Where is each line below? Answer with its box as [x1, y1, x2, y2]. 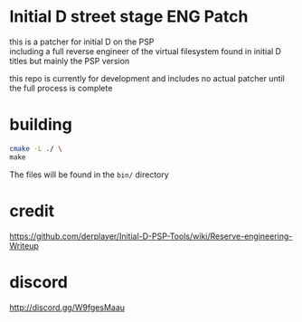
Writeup [9, 240, 39, 251]
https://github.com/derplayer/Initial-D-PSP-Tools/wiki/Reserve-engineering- [9, 231, 293, 241]
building [9, 115, 72, 135]
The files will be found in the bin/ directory [9, 169, 169, 180]
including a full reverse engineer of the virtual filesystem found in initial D [9, 45, 282, 56]
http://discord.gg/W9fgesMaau [9, 301, 125, 313]
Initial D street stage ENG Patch [9, 6, 249, 27]
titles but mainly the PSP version [9, 55, 130, 66]
